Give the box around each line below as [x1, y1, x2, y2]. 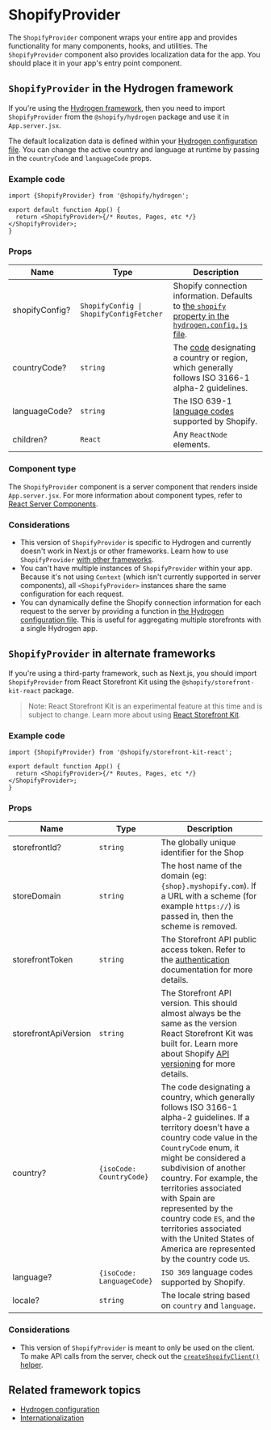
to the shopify [173, 301, 227, 312]
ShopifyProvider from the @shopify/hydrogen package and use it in [8, 112, 230, 121]
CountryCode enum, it [161, 1142, 240, 1153]
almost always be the [161, 1008, 242, 1019]
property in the [173, 311, 230, 322]
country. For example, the [161, 1173, 258, 1184]
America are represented [161, 1243, 256, 1254]
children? [12, 434, 48, 446]
